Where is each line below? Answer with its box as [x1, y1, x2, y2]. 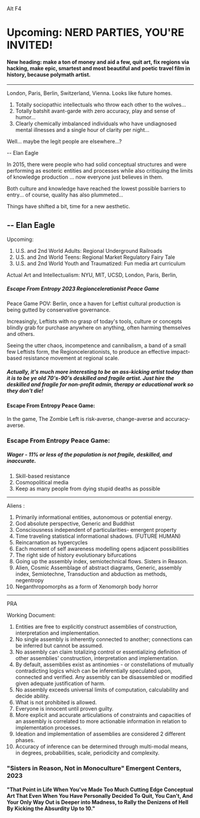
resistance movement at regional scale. [23, 354, 119, 362]
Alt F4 [7, 5, 22, 12]
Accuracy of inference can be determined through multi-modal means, [15, 743, 189, 750]
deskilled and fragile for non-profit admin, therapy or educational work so [7, 381, 193, 388]
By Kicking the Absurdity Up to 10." [7, 805, 96, 812]
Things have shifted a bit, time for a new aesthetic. [7, 203, 131, 210]
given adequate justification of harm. [15, 680, 106, 687]
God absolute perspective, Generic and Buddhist [15, 519, 135, 527]
